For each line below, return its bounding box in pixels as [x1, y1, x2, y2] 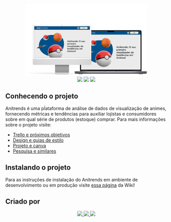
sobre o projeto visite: [5, 122, 51, 128]
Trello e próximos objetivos [12, 132, 70, 138]
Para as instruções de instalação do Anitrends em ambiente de [5, 177, 138, 183]
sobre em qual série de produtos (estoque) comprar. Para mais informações [5, 116, 166, 122]
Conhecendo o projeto [5, 91, 79, 100]
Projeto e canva [12, 143, 46, 149]
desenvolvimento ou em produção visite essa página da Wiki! [5, 182, 135, 189]
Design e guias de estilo [12, 137, 64, 143]
